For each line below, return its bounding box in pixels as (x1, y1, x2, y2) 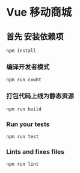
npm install (6, 48, 36, 54)
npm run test (6, 133, 39, 139)
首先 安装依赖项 (6, 31, 64, 42)
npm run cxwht (6, 77, 42, 83)
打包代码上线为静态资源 (6, 92, 74, 100)
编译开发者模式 (6, 63, 50, 71)
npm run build (6, 106, 42, 112)
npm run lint (6, 161, 39, 168)
